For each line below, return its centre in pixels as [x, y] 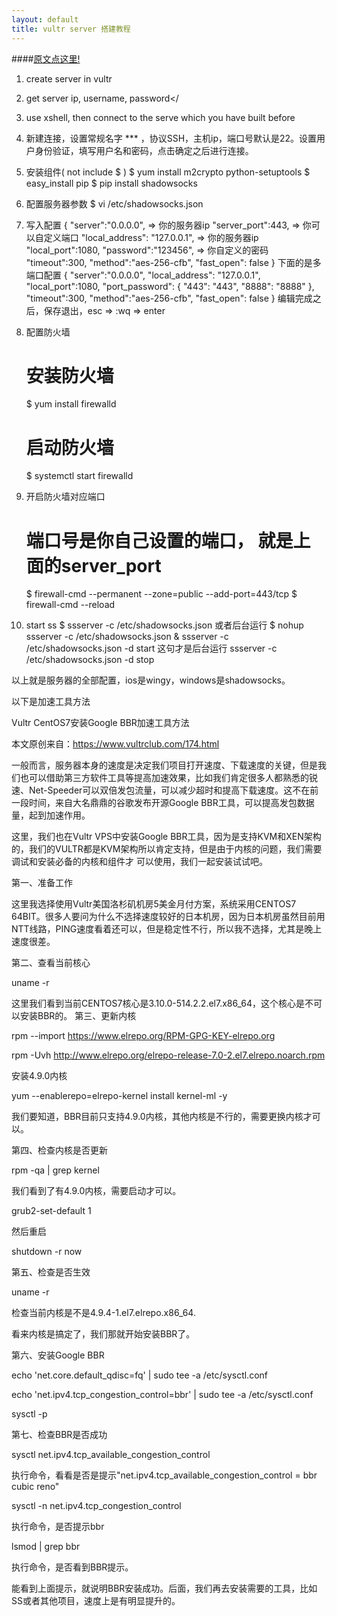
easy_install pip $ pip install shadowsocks [111, 183]
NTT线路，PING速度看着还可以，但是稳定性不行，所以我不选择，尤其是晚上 [167, 929]
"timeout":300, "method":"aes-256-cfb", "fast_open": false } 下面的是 [169, 262]
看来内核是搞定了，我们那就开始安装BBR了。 [103, 1334]
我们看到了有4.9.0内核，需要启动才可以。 [96, 1191]
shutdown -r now [47, 1252]
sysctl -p [29, 1414]
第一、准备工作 [42, 883]
